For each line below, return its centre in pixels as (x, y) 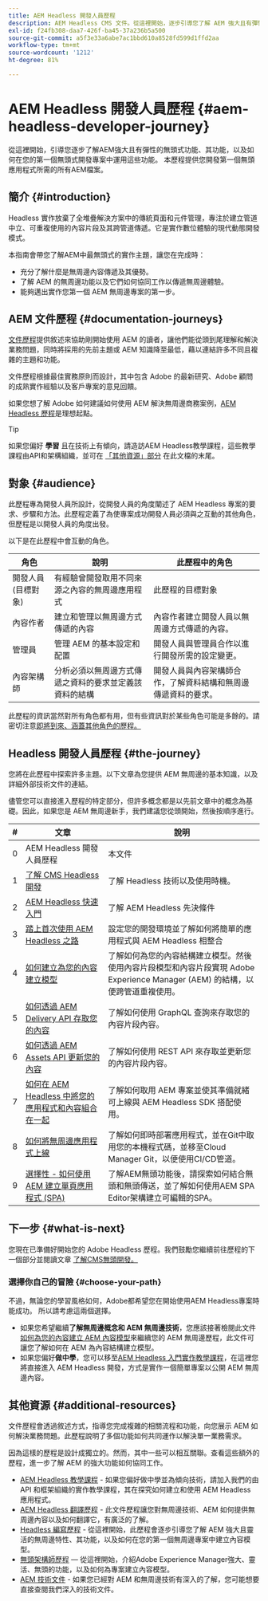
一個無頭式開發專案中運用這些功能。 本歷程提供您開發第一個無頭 (149, 159)
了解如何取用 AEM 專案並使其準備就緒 (178, 1091)
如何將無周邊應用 (57, 1141)
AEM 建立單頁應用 (59, 1186)
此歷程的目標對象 (185, 590)
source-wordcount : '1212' (51, 53)
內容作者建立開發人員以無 (201, 617)
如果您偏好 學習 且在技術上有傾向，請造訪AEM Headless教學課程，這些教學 (132, 446)
